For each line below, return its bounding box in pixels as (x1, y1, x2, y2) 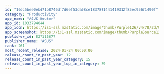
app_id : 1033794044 (5, 20, 45, 26)
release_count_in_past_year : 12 (5, 52, 71, 57)
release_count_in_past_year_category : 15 (5, 57, 91, 62)
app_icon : (5, 25, 25, 30)
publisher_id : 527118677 (5, 35, 56, 39)
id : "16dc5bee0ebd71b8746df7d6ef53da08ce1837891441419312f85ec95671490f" (5, 7, 159, 12)
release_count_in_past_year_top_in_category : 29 (5, 61, 106, 66)
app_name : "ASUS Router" (5, 16, 56, 21)
